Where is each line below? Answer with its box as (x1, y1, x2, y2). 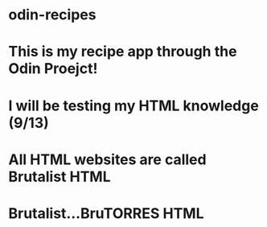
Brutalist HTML (8, 167, 111, 186)
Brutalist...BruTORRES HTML (8, 204, 204, 222)
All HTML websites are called (8, 151, 207, 168)
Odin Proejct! (8, 60, 98, 78)
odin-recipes (8, 6, 97, 24)
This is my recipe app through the (8, 43, 237, 61)
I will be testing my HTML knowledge (8, 97, 259, 114)
